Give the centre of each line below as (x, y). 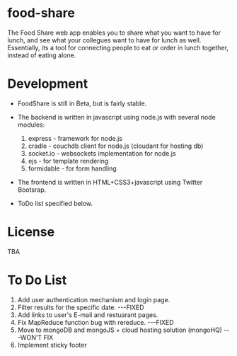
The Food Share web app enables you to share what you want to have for (114, 33)
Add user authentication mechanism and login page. (94, 299)
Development (48, 84)
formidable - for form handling (72, 168)
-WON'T (30, 337)
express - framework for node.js (75, 138)
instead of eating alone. (42, 55)
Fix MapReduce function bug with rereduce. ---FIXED (96, 322)
